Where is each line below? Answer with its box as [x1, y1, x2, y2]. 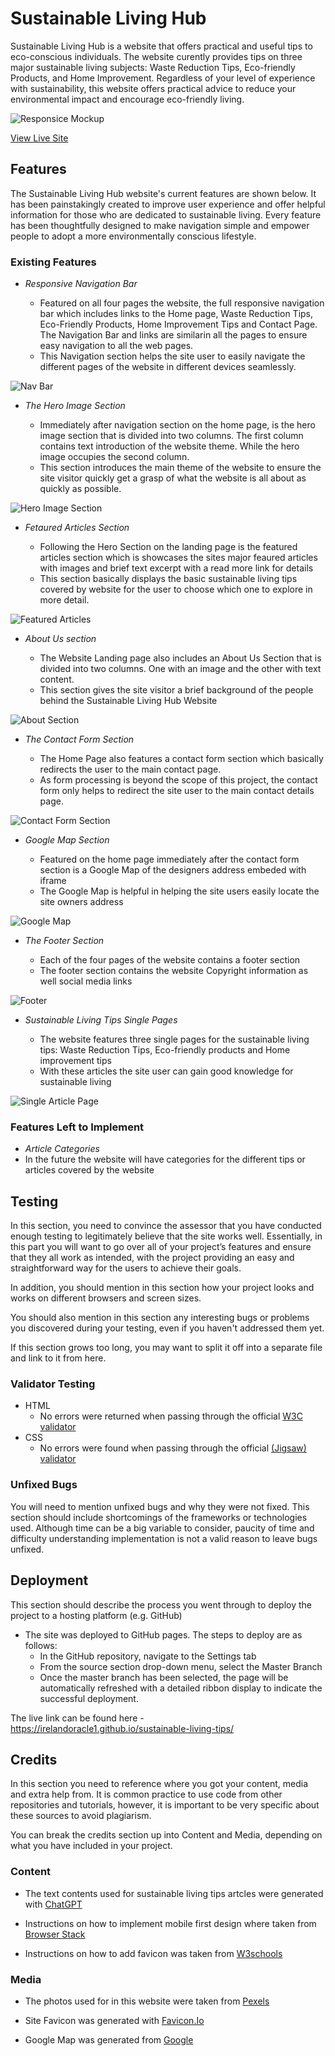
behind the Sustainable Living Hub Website [39, 695, 218, 707]
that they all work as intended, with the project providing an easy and [10, 1252, 295, 1264]
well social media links [39, 975, 133, 987]
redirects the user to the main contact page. [39, 763, 222, 776]
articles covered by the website [24, 1164, 155, 1176]
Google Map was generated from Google [24, 2033, 194, 2046]
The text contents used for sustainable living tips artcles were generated [24, 1887, 324, 1899]
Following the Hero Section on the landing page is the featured [39, 541, 298, 553]
